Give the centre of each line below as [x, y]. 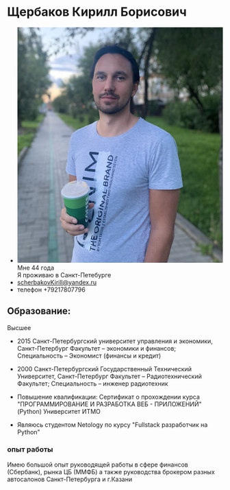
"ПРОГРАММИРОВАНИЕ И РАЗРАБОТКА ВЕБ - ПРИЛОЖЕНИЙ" [109, 404]
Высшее [19, 327]
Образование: [39, 311]
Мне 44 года [36, 268]
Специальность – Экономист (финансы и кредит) [89, 355]
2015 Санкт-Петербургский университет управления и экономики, [115, 341]
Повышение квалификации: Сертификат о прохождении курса [108, 397]
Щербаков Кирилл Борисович [97, 12]
